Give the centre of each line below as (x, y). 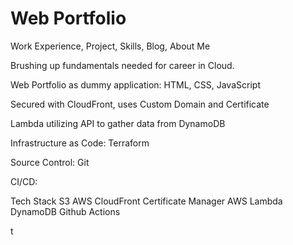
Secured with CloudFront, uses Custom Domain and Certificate (140, 104)
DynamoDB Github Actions (65, 211)
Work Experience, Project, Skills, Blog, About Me (110, 46)
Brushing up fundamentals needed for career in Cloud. (122, 65)
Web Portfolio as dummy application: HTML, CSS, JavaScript (135, 84)
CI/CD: (24, 181)
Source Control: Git (50, 162)
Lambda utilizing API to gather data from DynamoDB (118, 123)
